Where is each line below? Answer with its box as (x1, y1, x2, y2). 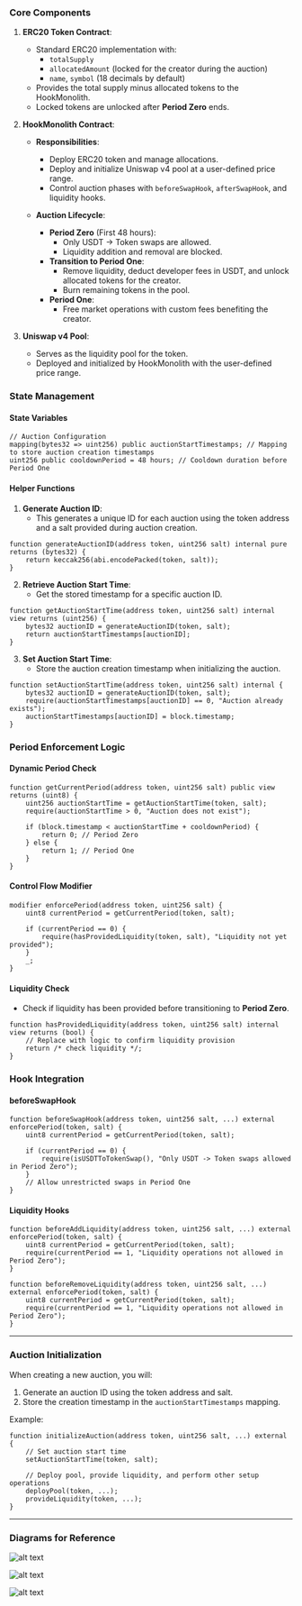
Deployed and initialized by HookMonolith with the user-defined (35, 358, 272, 369)
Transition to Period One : (49, 256, 145, 267)
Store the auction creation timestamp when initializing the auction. (35, 662, 281, 673)
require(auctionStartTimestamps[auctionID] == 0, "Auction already (25, 696, 283, 705)
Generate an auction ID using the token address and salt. (22, 1386, 234, 1398)
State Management (9, 390, 95, 403)
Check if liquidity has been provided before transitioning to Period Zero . (22, 1003, 289, 1014)
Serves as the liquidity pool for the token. (35, 349, 189, 360)
